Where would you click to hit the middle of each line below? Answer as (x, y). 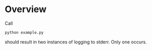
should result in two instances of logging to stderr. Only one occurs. (76, 42)
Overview (26, 9)
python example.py (24, 32)
